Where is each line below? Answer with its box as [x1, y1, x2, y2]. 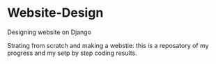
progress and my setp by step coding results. [7, 49, 137, 57]
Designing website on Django [7, 28, 92, 36]
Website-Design [7, 5, 104, 21]
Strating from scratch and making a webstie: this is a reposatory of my [7, 41, 209, 49]
